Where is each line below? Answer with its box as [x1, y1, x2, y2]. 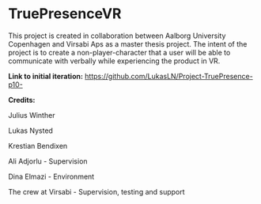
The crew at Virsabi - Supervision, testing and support [8, 187, 185, 196]
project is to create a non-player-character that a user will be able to [8, 47, 231, 57]
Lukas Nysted [8, 126, 54, 135]
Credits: [8, 95, 36, 104]
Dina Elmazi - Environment [8, 172, 95, 181]
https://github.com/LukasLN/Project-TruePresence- [84, 71, 253, 81]
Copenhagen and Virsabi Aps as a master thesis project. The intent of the [8, 39, 248, 48]
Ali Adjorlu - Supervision [8, 156, 89, 166]
